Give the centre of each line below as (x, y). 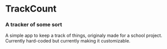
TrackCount (31, 9)
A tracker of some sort (34, 25)
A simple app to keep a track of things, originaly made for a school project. (84, 35)
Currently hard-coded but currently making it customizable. (68, 41)
